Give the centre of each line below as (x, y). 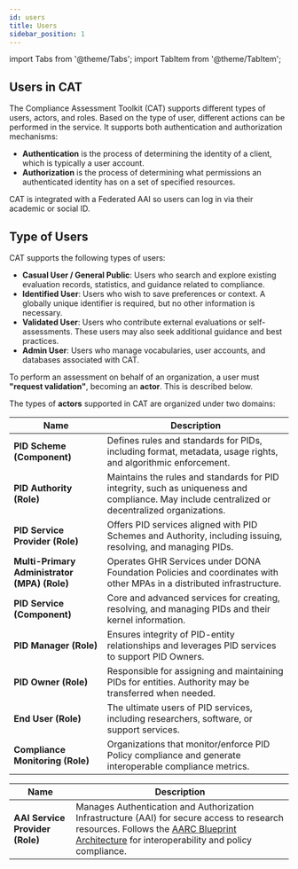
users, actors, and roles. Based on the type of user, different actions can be (147, 118)
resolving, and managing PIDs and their (188, 609)
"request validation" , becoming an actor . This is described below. (131, 386)
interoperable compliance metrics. (178, 766)
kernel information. (146, 620)
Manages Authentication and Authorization (165, 806)
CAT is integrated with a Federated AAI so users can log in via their (131, 200)
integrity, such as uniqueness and (177, 488)
